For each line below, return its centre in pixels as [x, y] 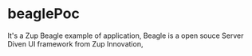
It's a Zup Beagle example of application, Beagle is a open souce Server [126, 35]
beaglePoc [44, 14]
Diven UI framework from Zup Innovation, [75, 43]
